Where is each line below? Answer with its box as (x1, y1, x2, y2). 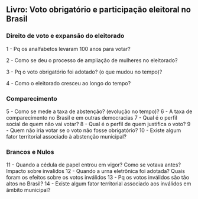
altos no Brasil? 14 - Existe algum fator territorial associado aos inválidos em (6, 180, 191, 187)
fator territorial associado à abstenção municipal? (6, 133, 127, 140)
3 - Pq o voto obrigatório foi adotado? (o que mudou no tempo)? (6, 68, 163, 75)
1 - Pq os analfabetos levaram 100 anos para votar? (6, 45, 131, 52)
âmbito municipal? (6, 187, 51, 194)
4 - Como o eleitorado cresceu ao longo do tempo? (6, 79, 131, 86)
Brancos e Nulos (6, 147, 54, 156)
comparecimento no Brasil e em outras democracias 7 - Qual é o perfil (6, 114, 177, 121)
